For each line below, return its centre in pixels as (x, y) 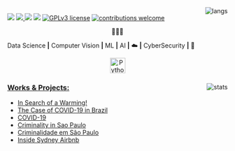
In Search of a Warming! (52, 103)
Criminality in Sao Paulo (51, 125)
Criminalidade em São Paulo (58, 133)
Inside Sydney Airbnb (48, 140)
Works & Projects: (38, 87)
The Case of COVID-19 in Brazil (63, 110)
